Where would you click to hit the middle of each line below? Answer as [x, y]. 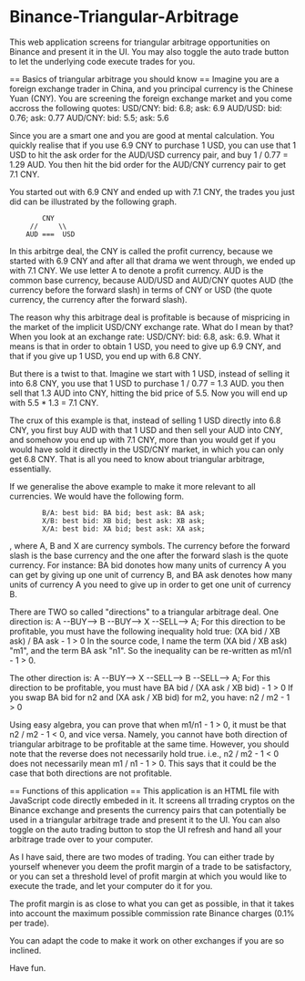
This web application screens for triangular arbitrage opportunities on [140, 42]
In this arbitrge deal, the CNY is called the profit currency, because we [141, 251]
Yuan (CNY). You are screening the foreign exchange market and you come [151, 98]
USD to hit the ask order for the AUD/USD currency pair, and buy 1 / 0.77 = [149, 155]
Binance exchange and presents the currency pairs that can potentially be [148, 810]
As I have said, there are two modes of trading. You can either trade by [142, 857]
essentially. [30, 469]
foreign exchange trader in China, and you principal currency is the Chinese [152, 88]
